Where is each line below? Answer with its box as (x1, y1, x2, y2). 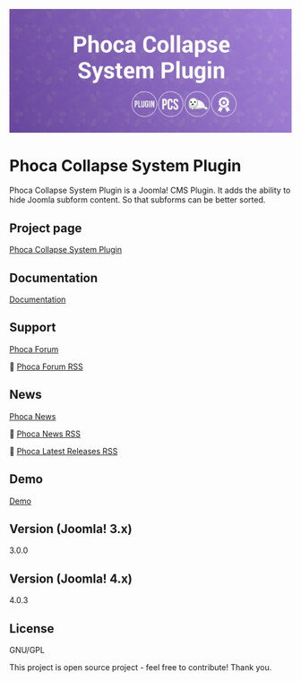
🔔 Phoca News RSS (9, 428, 81, 439)
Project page (9, 220, 82, 236)
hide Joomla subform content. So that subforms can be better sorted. (9, 194, 266, 205)
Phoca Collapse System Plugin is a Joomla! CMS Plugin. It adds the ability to (9, 185, 291, 196)
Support (9, 320, 56, 335)
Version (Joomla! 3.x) (9, 521, 133, 537)
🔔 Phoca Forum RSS (9, 361, 83, 372)
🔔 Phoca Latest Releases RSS (9, 445, 118, 456)
